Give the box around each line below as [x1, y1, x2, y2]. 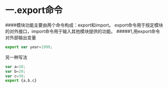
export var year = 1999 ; [5, 44, 53, 49]
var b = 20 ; [5, 68, 26, 74]
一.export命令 [5, 4, 63, 16]
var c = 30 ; [5, 73, 26, 78]
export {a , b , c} [5, 78, 37, 83]
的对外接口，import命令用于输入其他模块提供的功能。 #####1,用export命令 [5, 28, 160, 34]
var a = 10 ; [5, 64, 26, 69]
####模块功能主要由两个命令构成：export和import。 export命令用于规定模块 [5, 22, 163, 28]
